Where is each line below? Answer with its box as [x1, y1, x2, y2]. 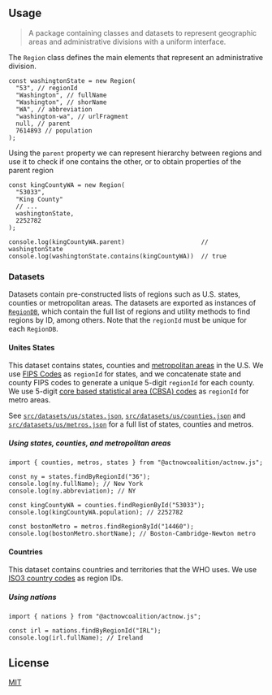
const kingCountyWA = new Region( [8, 180, 126, 189]
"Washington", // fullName [15, 91, 107, 99]
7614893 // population [15, 126, 93, 135]
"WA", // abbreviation [15, 105, 93, 113]
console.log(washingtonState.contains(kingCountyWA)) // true [8, 252, 227, 260]
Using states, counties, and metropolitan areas [8, 438, 171, 448]
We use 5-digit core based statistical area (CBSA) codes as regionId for [8, 386, 249, 397]
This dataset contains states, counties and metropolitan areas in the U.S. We [8, 361, 264, 371]
